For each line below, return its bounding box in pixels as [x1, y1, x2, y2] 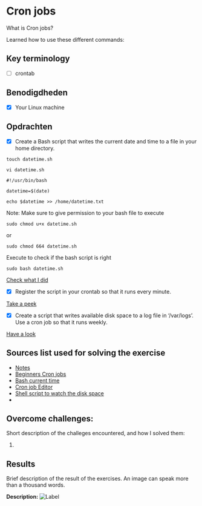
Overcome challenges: [6, 413, 94, 424]
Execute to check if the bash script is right [6, 254, 112, 261]
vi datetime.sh [6, 166, 45, 173]
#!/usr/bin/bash [6, 177, 47, 183]
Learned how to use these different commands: [6, 36, 125, 43]
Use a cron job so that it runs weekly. [15, 318, 108, 326]
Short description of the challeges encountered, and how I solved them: [6, 430, 186, 437]
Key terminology [6, 53, 71, 64]
